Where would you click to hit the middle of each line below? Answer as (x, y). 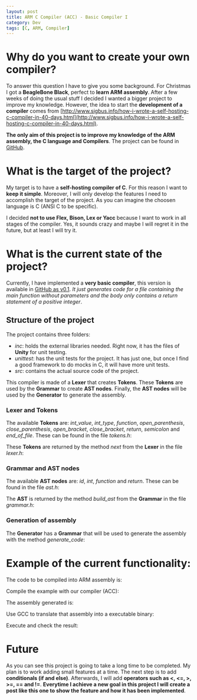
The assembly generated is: (40, 602)
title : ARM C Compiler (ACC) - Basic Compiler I (67, 17)
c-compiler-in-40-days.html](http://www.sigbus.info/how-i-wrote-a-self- (95, 117)
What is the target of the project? (89, 171)
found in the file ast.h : (33, 487)
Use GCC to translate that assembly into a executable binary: (80, 614)
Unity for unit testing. (41, 352)
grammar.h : (20, 505)
